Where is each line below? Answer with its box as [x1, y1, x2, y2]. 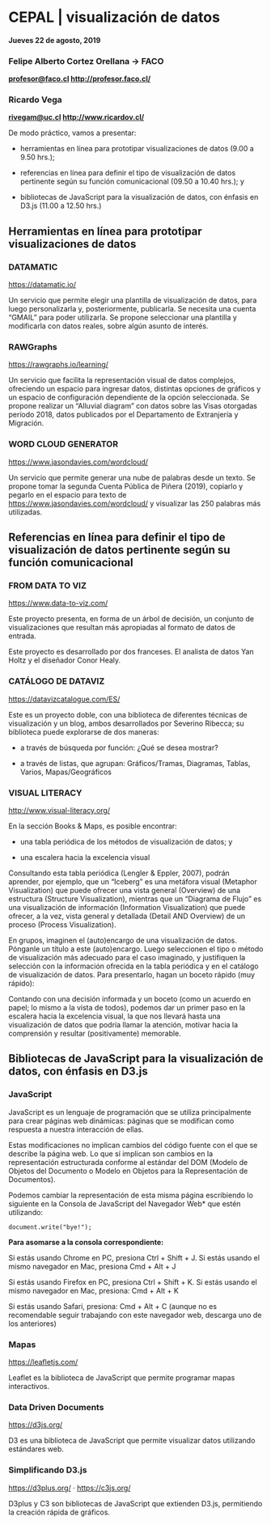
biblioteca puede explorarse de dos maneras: [8, 726, 159, 736]
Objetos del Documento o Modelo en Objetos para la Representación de [8, 1166, 248, 1176]
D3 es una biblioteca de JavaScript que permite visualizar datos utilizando [8, 1436, 256, 1446]
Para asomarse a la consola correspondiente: [8, 1237, 164, 1247]
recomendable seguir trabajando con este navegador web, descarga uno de [8, 1310, 262, 1320]
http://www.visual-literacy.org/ [8, 805, 111, 815]
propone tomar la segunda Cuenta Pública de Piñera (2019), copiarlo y [8, 481, 243, 491]
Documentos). [8, 1174, 56, 1184]
